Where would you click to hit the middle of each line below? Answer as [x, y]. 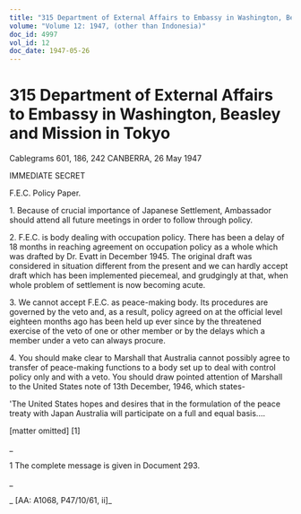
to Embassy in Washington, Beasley [145, 114]
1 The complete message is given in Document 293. [104, 466]
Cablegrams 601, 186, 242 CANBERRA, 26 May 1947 [106, 159]
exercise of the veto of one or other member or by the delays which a [138, 331]
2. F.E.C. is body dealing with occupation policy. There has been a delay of [147, 238]
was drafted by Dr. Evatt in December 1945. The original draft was [131, 257]
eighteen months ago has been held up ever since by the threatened [135, 322]
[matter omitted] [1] [45, 431]
